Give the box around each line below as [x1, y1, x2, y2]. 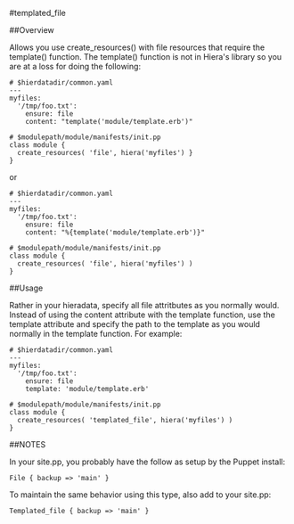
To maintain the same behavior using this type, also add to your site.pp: [9, 489, 272, 500]
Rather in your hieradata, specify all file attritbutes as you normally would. [9, 300, 280, 310]
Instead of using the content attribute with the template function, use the [9, 309, 276, 320]
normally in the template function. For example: [9, 329, 183, 339]
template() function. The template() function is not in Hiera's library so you [9, 52, 282, 61]
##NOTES [9, 439, 46, 449]
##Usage [9, 282, 44, 293]
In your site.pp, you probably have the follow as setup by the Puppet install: [9, 456, 286, 467]
